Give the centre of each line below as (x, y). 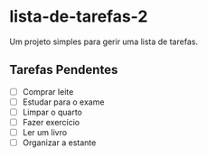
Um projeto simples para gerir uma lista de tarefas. (104, 42)
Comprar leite (48, 91)
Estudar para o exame (63, 102)
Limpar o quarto (52, 112)
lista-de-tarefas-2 (79, 17)
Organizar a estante (59, 143)
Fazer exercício (51, 122)
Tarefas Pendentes (64, 70)
